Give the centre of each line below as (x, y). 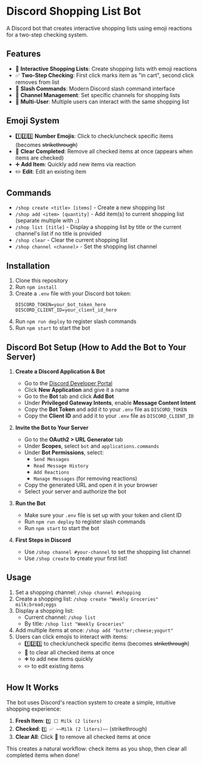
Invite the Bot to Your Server (52, 427)
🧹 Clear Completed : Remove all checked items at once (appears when (104, 151)
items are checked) (39, 158)
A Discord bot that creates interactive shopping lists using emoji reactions (99, 28)
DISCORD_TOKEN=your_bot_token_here (61, 305)
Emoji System (33, 121)
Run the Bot (30, 503)
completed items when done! (43, 755)
